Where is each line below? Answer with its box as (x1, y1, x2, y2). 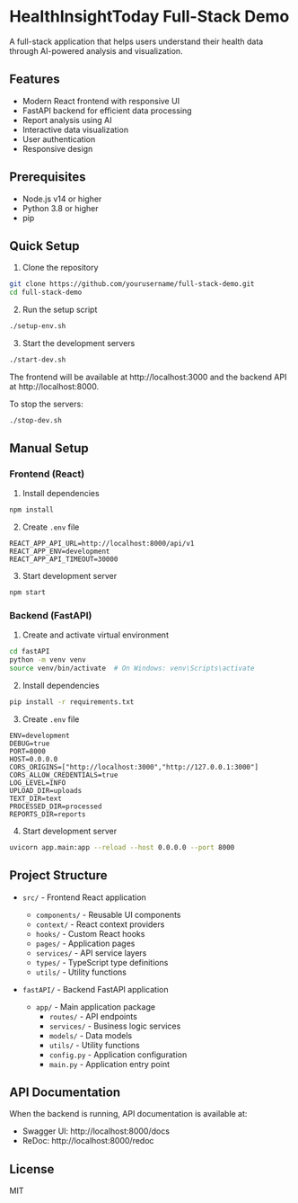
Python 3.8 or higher (22, 202, 99, 213)
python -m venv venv (9, 655, 87, 664)
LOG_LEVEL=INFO (9, 778, 66, 788)
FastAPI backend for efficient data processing (22, 105, 192, 116)
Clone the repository (22, 263, 99, 273)
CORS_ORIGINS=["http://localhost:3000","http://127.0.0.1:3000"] (9, 762, 259, 771)
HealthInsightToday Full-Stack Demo (9, 6, 290, 27)
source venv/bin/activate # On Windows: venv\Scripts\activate (9, 664, 255, 673)
